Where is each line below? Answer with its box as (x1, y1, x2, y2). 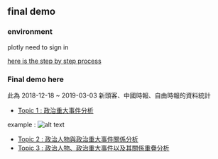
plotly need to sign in (7, 42, 69, 52)
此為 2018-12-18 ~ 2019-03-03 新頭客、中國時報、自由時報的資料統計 (7, 91, 211, 100)
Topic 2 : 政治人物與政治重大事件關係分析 (17, 134, 138, 143)
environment (7, 27, 53, 37)
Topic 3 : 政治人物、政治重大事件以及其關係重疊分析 (17, 143, 170, 152)
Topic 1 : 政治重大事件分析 (17, 106, 94, 114)
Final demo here (7, 74, 64, 84)
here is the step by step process (7, 57, 102, 65)
